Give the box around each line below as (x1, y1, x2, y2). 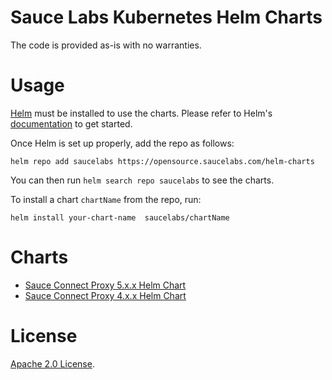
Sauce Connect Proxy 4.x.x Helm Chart (24, 289, 187, 301)
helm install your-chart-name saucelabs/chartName (10, 212, 230, 223)
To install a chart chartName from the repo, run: (10, 193, 202, 205)
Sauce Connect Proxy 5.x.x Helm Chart (24, 279, 187, 291)
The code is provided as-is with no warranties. (10, 39, 202, 51)
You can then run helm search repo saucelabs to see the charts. (10, 174, 275, 186)
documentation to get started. (10, 117, 133, 130)
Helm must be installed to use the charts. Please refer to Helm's (10, 107, 273, 119)
